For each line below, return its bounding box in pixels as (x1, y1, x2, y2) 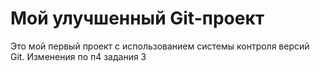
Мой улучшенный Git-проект (10, 7, 265, 30)
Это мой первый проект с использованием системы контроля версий (10, 40, 310, 52)
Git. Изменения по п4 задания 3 (10, 50, 147, 62)
